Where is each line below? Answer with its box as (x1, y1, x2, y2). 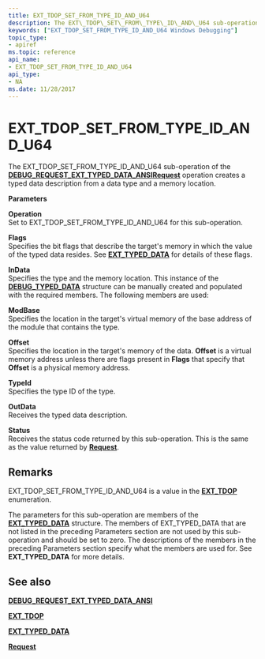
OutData (8, 402, 37, 412)
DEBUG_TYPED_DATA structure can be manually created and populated (8, 282, 243, 292)
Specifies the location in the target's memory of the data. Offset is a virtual (8, 346, 252, 356)
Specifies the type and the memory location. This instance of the (8, 273, 219, 283)
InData (8, 265, 31, 275)
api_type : (8, 70, 41, 78)
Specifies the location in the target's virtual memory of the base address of (8, 314, 252, 324)
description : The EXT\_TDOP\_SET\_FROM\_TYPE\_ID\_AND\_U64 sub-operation (8, 19, 259, 27)
